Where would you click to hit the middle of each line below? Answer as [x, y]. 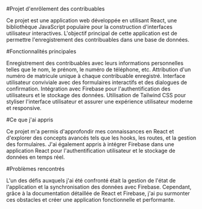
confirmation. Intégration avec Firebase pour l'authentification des [88, 89]
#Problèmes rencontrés [36, 169]
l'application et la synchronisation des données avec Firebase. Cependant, [99, 187]
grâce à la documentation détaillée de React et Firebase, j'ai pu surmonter [98, 193]
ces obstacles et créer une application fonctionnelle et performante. [91, 200]
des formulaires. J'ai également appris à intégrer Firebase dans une [90, 144]
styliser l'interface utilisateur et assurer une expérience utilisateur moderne [99, 101]
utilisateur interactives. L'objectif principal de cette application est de [92, 33]
